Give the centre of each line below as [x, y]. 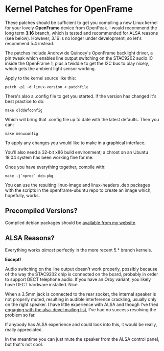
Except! [13, 259]
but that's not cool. [24, 344]
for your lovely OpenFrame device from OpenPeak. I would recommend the [81, 27]
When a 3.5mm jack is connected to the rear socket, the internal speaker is [81, 294]
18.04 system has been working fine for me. [49, 157]
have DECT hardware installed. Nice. [42, 284]
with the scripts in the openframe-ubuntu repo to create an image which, [78, 190]
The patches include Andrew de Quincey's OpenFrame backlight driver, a [79, 53]
